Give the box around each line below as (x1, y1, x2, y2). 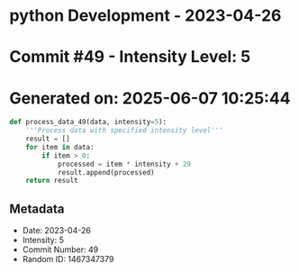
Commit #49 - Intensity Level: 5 (9, 47, 251, 68)
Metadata (9, 201, 65, 216)
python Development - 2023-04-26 (9, 5, 282, 26)
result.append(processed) (57, 168, 155, 177)
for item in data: (25, 142, 95, 151)
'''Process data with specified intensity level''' (25, 126, 223, 135)
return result (25, 177, 78, 186)
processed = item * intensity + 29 (57, 159, 192, 168)
